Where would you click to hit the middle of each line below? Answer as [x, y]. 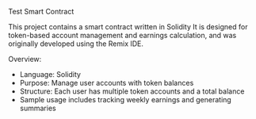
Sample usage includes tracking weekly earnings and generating [125, 100]
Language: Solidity [50, 74]
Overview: [25, 59]
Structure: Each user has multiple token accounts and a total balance [132, 91]
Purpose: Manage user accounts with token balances [107, 83]
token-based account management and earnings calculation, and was [122, 35]
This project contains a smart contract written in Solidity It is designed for [128, 27]
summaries [38, 108]
